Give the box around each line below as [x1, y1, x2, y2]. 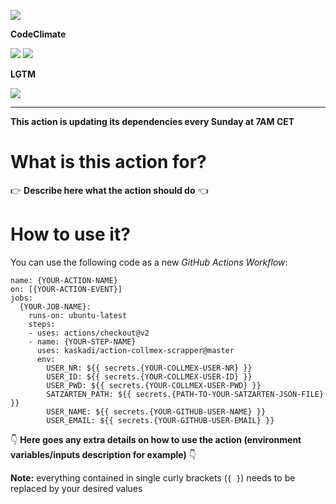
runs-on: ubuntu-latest [28, 310, 128, 320]
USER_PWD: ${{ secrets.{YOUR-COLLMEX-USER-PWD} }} [46, 380, 262, 390]
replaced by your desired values [10, 482, 143, 494]
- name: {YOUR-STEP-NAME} [28, 336, 137, 347]
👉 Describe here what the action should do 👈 [10, 184, 209, 196]
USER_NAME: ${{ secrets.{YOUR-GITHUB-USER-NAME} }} [46, 406, 267, 417]
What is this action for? [10, 151, 207, 174]
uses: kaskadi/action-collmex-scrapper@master [36, 345, 235, 355]
